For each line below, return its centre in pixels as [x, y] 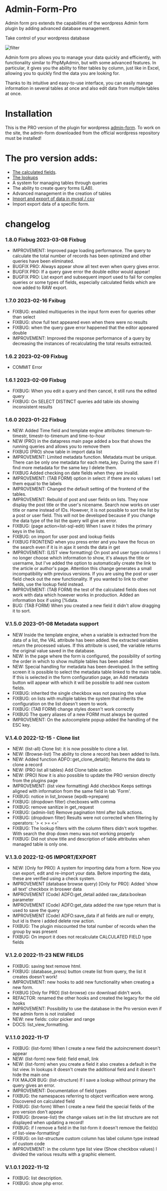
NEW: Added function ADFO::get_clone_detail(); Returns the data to [81, 759]
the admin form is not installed [43, 1014]
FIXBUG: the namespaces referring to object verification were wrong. [83, 1096]
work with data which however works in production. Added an [76, 595]
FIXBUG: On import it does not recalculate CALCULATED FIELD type [82, 937]
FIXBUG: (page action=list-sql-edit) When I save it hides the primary [82, 526]
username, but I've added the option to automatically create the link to [84, 563]
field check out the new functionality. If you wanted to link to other [80, 579]
